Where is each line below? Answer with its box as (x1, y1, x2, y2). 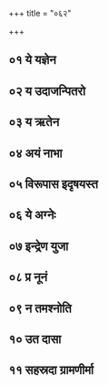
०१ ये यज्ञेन (8, 52, 56, 68)
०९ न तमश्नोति (8, 300, 72, 316)
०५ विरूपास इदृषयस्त (8, 176, 99, 192)
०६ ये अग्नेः (8, 207, 56, 223)
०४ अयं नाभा (8, 145, 63, 161)
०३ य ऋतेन (8, 114, 60, 130)
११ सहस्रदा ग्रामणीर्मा (8, 362, 94, 378)
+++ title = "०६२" (8, 8, 72, 18)
